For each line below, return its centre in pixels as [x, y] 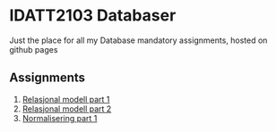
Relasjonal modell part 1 [66, 99]
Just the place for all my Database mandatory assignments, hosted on [138, 40]
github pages [34, 49]
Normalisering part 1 [60, 118]
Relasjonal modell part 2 [67, 109]
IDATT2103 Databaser [93, 16]
